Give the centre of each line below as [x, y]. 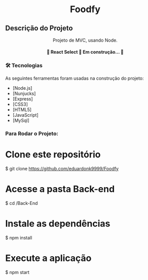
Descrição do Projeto [39, 28]
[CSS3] [20, 104]
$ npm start [17, 272]
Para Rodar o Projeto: [32, 133]
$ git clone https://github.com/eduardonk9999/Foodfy [62, 168]
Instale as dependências [58, 223]
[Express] [23, 99]
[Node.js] [22, 88]
